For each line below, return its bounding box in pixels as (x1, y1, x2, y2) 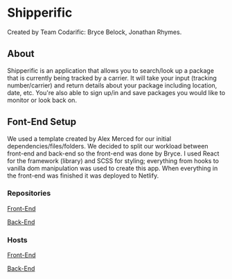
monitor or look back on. (7, 96, 78, 104)
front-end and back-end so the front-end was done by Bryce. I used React (7, 149, 220, 158)
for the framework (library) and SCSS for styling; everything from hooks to (7, 156, 220, 164)
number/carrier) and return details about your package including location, (7, 81, 217, 90)
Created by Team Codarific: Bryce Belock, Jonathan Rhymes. (7, 28, 182, 36)
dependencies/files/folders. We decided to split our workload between (7, 142, 209, 150)
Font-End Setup (7, 116, 77, 128)
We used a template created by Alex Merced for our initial (7, 134, 172, 143)
